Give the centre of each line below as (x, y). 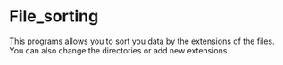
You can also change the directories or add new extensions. (120, 50)
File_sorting (54, 16)
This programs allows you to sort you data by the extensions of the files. (142, 41)
